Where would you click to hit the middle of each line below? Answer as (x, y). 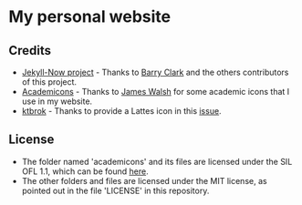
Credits (30, 51)
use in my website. (57, 101)
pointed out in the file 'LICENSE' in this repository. (115, 190)
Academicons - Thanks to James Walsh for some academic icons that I (156, 92)
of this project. (49, 82)
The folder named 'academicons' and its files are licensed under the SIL (157, 161)
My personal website (90, 17)
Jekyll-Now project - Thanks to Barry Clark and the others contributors (155, 72)
